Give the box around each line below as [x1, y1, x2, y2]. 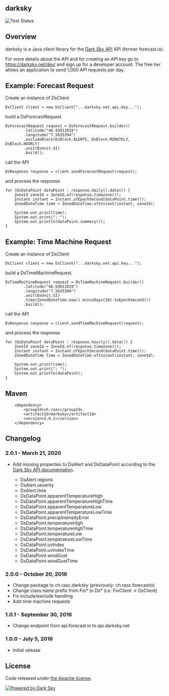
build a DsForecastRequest [5, 114, 62, 120]
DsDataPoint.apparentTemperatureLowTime [20, 509, 112, 515]
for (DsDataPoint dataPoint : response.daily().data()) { [5, 188, 130, 193]
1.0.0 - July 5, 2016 [5, 635, 53, 642]
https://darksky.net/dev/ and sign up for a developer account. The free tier [5, 61, 161, 67]
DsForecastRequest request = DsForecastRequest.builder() [5, 123, 130, 129]
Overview [5, 33, 37, 41]
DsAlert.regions [20, 476, 53, 482]
